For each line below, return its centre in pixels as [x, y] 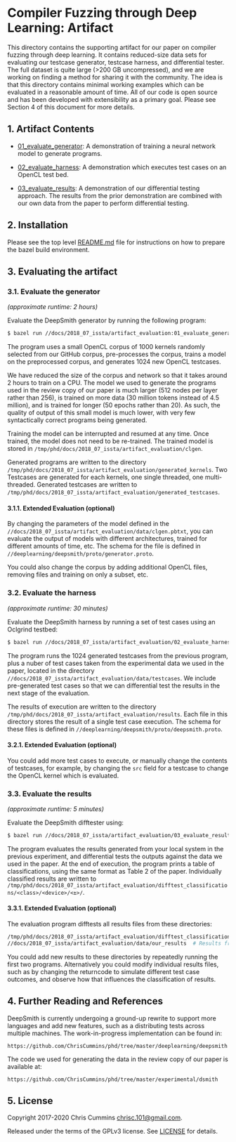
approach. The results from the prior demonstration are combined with [120, 195]
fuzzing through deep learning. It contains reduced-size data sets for [107, 55]
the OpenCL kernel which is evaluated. [63, 775]
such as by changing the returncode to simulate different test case [104, 971]
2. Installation [38, 225]
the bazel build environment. [48, 249]
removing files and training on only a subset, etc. [78, 575]
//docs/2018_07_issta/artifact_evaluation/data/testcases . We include [112, 678]
